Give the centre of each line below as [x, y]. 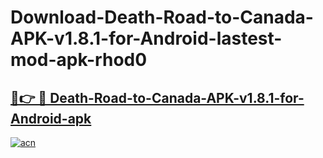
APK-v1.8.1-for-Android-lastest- [146, 38]
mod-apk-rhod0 [79, 60]
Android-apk [51, 118]
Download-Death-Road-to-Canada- [162, 17]
